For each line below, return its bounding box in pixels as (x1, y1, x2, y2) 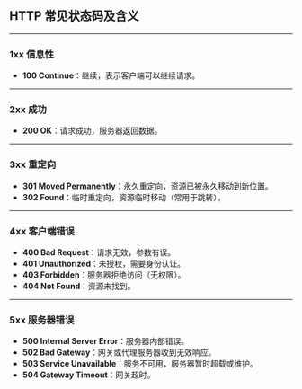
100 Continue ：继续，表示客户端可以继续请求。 (22, 70, 200, 81)
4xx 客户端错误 (9, 225, 75, 237)
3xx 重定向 (9, 158, 57, 171)
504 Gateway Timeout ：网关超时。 (22, 369, 155, 380)
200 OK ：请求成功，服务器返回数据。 (22, 125, 163, 137)
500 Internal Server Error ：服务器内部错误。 (22, 336, 190, 347)
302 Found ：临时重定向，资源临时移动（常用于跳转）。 (22, 191, 226, 202)
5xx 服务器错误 (9, 314, 75, 326)
